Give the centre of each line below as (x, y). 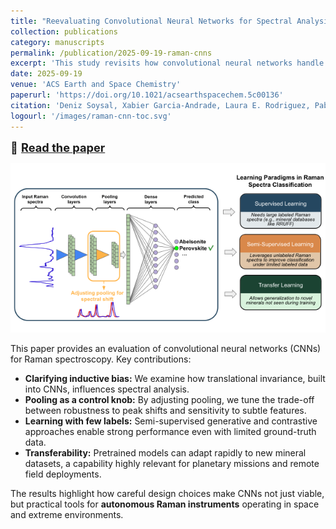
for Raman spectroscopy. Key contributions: (101, 359)
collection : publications (64, 31)
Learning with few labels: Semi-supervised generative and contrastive (171, 421)
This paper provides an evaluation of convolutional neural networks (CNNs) (166, 348)
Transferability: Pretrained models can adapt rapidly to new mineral (165, 452)
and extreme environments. (67, 514)
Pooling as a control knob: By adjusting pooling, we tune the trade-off (169, 399)
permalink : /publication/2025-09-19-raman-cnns (111, 53)
